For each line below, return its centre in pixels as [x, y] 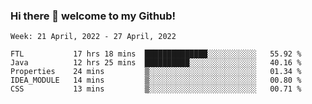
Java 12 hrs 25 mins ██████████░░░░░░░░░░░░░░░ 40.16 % [156, 63]
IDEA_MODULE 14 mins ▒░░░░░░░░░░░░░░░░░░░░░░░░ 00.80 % [156, 80]
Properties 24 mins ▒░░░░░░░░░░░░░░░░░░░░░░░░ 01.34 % [156, 72]
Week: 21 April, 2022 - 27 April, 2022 [93, 37]
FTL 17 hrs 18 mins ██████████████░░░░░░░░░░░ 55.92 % [156, 54]
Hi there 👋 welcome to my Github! [93, 16]
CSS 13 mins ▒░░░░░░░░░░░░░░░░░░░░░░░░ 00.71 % [156, 89]
